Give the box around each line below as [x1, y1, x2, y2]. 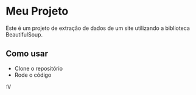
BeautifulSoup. [5, 30, 43, 38]
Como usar [5, 49, 49, 59]
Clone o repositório [14, 65, 63, 72]
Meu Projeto [5, 4, 69, 18]
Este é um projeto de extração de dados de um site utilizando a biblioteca [5, 24, 190, 32]
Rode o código [14, 71, 52, 79]
